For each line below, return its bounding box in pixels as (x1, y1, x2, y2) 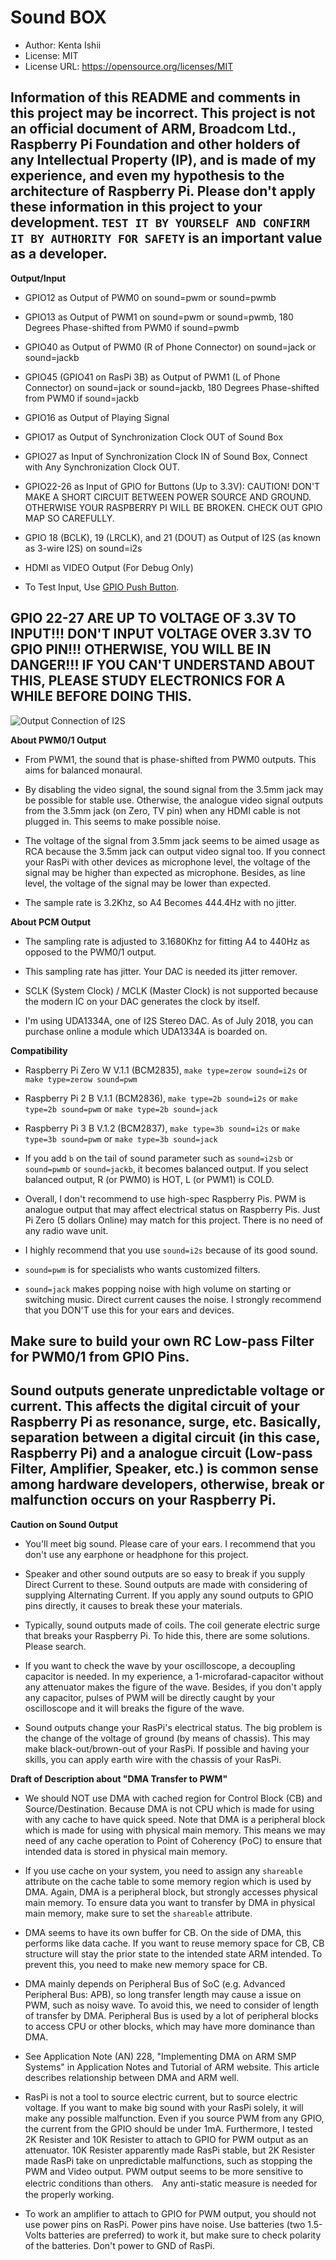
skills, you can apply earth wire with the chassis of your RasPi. (24, 1753, 282, 1765)
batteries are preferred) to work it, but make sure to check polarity (48, 2229, 322, 2241)
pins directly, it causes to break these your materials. (24, 1599, 243, 1611)
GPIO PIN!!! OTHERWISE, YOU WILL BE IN (10, 641, 272, 658)
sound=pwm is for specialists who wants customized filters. (24, 1263, 261, 1275)
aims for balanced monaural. (24, 764, 143, 776)
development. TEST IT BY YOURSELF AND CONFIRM (10, 214, 310, 231)
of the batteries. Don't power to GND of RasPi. (24, 2239, 215, 2251)
